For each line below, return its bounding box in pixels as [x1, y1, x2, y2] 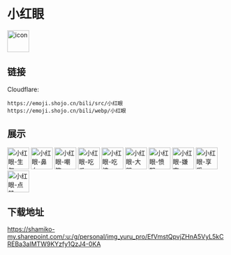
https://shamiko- [7, 225, 55, 233]
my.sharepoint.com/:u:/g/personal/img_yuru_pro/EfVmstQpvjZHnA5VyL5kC [7, 233, 224, 241]
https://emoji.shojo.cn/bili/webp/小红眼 [7, 107, 126, 114]
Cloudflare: [7, 85, 40, 93]
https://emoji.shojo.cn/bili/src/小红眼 [7, 100, 124, 107]
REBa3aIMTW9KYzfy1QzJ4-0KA [7, 240, 101, 248]
